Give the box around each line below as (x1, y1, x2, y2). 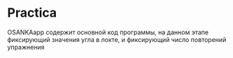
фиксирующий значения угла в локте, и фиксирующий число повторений (7, 35, 227, 43)
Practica (7, 5, 57, 21)
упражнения (7, 43, 45, 51)
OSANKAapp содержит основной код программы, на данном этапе (7, 28, 209, 36)
